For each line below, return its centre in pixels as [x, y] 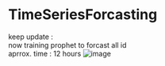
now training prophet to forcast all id [67, 45]
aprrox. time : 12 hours [45, 53]
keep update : [31, 37]
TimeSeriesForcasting [83, 15]
